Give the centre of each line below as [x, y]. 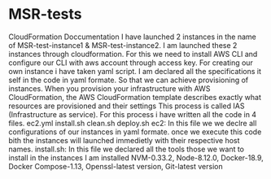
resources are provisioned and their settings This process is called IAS [127, 106]
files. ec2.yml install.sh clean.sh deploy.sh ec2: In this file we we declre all [133, 123]
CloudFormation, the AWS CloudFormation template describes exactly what [135, 97]
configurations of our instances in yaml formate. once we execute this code [135, 132]
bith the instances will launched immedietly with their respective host [124, 140]
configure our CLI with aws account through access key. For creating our [131, 63]
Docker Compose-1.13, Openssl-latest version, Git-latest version [116, 166]
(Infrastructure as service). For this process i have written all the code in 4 [133, 114]
